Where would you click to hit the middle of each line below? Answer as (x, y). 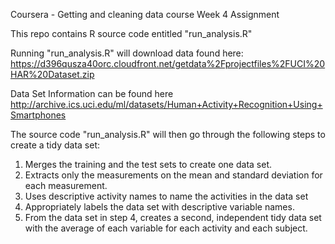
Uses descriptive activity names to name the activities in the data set (166, 196)
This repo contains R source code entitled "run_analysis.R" (131, 33)
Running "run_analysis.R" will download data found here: (127, 53)
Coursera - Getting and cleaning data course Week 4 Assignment (145, 14)
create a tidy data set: (55, 145)
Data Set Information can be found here (92, 93)
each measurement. (66, 185)
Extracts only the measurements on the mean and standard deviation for (173, 175)
